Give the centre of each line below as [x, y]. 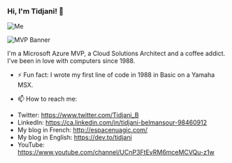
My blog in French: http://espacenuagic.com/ [82, 130]
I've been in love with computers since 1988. [71, 61]
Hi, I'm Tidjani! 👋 [36, 11]
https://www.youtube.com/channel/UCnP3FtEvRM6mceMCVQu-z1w [116, 153]
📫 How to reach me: [47, 99]
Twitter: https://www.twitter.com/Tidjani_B [78, 115]
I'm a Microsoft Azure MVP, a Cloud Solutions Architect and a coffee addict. [116, 54]
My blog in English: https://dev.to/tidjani [75, 137]
